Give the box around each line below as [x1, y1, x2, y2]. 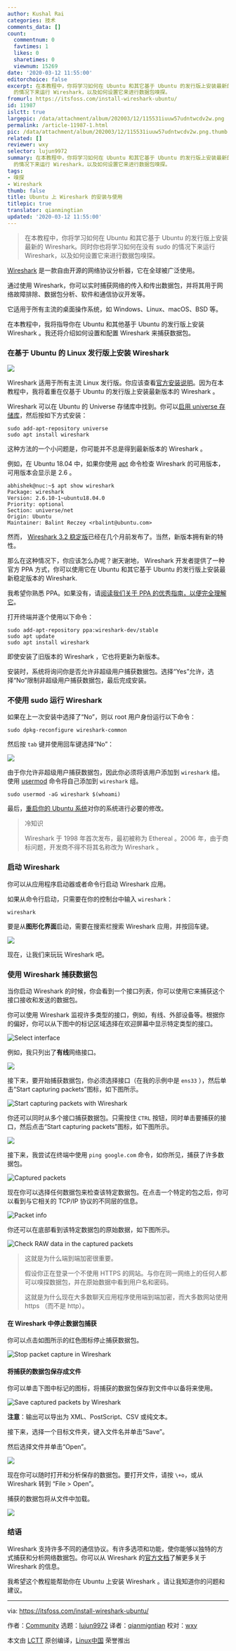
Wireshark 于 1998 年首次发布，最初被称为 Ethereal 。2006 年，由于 [24, 834, 223, 842]
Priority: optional [7, 501, 65, 508]
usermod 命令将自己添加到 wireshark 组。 [20, 777, 143, 785]
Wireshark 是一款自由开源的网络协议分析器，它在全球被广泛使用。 [7, 266, 199, 275]
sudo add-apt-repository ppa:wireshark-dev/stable [7, 627, 159, 634]
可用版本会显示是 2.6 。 [7, 468, 76, 477]
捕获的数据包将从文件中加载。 [7, 1495, 93, 1503]
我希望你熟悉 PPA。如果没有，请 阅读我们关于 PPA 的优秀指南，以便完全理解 [7, 589, 227, 597]
